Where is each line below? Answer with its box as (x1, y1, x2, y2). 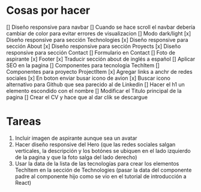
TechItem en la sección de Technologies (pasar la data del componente (14, 166, 192, 173)
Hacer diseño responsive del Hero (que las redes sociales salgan (14, 140, 176, 148)
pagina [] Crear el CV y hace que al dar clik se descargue (6, 94, 148, 101)
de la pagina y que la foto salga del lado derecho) (14, 154, 137, 161)
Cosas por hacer (6, 4, 91, 17)
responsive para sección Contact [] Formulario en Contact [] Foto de (6, 49, 176, 56)
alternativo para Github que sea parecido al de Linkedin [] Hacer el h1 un (6, 80, 185, 88)
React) (14, 179, 32, 186)
